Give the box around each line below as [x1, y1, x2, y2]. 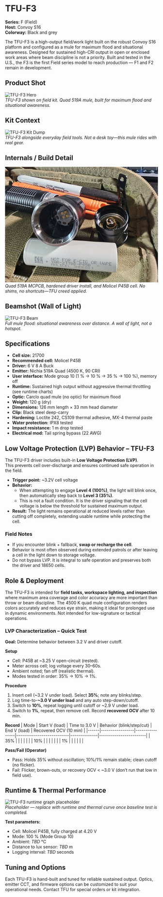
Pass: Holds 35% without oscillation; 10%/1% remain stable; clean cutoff [12, 757, 157, 762]
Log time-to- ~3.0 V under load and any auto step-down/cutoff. [12, 697, 139, 703]
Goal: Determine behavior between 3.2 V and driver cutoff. [5, 639, 123, 644]
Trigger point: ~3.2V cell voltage [12, 477, 78, 483]
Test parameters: [5, 819, 41, 825]
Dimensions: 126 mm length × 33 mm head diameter [12, 404, 118, 410]
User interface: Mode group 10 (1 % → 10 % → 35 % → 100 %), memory [12, 373, 157, 379]
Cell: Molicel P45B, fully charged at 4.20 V [12, 828, 97, 834]
